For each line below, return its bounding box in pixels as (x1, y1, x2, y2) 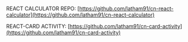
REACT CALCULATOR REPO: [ (6, 5, 80, 12)
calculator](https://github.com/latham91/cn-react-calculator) (6, 11, 155, 18)
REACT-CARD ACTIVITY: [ (6, 23, 70, 30)
